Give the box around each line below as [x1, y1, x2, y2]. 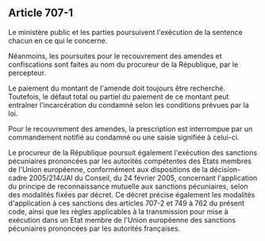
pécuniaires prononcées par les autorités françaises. [8, 224, 181, 233]
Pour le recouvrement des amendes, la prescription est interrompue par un [8, 124, 253, 133]
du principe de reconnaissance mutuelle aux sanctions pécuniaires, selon [8, 182, 248, 191]
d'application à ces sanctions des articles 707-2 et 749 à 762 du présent [8, 198, 244, 208]
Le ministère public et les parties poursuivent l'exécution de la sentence [8, 27, 244, 36]
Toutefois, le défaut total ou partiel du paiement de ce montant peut [8, 91, 229, 101]
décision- [209, 164, 241, 174]
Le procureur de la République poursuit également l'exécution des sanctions [8, 147, 258, 157]
